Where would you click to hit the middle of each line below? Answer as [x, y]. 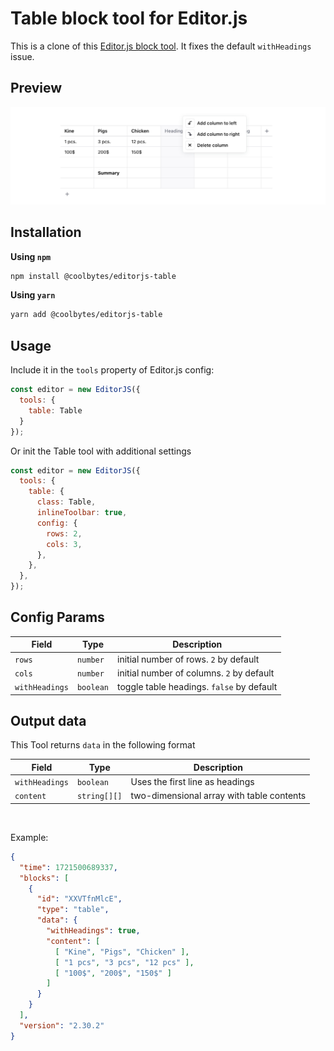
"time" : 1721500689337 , [68, 867]
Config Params [57, 617]
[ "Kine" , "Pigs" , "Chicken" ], [122, 952]
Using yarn [33, 295]
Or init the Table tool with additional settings [101, 451]
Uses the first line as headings [192, 782]
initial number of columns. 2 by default [196, 673]
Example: [29, 837]
